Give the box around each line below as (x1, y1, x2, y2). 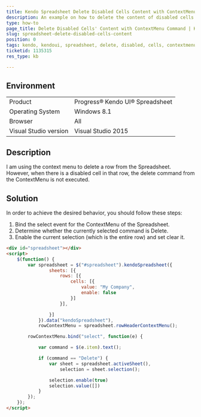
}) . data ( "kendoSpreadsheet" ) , (38, 317, 114, 324)
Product (9, 98, 32, 106)
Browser (9, 117, 33, 126)
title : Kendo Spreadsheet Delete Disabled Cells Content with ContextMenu (6, 8, 197, 15)
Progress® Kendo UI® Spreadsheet (74, 98, 172, 106)
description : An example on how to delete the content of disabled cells (6, 14, 194, 20)
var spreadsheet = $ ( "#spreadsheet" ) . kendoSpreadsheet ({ (28, 262, 172, 268)
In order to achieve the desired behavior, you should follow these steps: (6, 209, 182, 216)
